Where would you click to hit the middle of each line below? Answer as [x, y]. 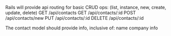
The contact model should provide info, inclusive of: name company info [82, 28]
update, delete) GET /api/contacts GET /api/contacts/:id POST [71, 13]
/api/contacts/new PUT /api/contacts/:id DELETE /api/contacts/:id [74, 18]
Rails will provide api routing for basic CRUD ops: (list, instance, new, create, [86, 7]
